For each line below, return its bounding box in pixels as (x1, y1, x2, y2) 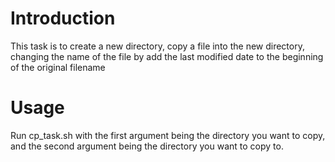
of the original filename (10, 61, 106, 73)
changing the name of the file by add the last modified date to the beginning (10, 50, 324, 62)
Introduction (10, 7, 116, 30)
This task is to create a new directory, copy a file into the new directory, (10, 40, 305, 52)
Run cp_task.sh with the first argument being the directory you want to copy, (10, 129, 326, 141)
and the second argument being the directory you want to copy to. (10, 140, 284, 152)
